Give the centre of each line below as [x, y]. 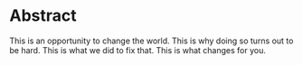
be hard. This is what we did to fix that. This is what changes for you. [138, 50]
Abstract [43, 16]
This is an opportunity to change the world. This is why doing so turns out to [151, 41]
